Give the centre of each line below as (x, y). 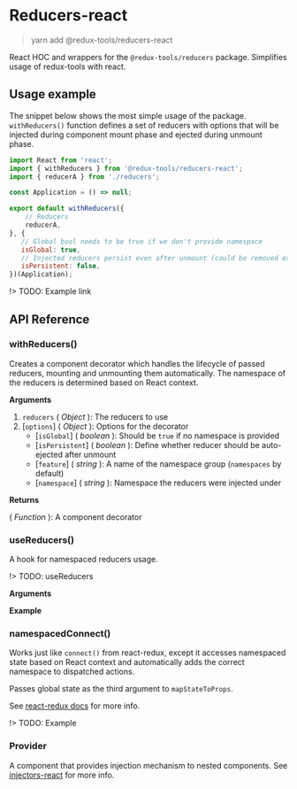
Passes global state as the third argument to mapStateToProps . (121, 689)
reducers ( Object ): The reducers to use (95, 416)
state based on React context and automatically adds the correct (127, 662)
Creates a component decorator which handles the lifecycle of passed (137, 363)
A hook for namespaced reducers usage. (84, 560)
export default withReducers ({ (67, 209)
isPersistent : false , (61, 267)
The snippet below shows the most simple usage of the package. (128, 115)
